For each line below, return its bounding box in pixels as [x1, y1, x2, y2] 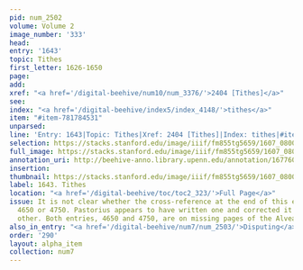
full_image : [9, 147, 54, 156]
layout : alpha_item [9, 239, 83, 248]
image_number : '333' [9, 30, 87, 39]
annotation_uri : [9, 155, 70, 165]
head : [9, 38, 30, 48]
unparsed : [9, 122, 47, 131]
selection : [9, 139, 50, 148]
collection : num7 [9, 247, 75, 256]
